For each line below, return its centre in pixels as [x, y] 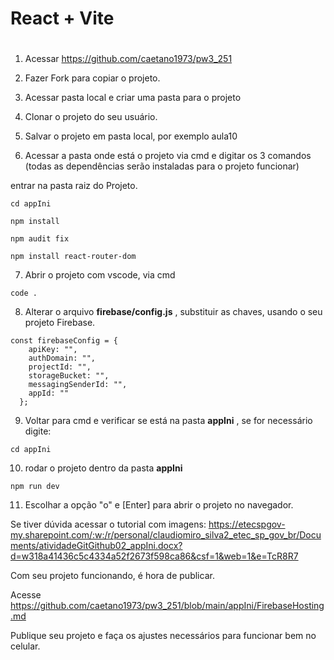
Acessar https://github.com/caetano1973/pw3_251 [128, 59]
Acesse [26, 595]
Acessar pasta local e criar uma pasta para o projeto [133, 98]
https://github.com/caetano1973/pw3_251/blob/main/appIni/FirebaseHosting [167, 606]
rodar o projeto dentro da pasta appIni [103, 468]
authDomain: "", [62, 358]
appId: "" [49, 393]
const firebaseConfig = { [64, 341]
